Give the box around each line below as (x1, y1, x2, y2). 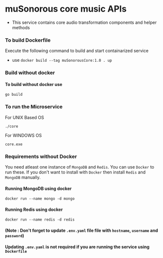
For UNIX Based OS (5, 114, 45, 120)
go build (5, 92, 23, 97)
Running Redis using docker (5, 206, 63, 212)
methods (12, 24, 30, 30)
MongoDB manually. (5, 174, 41, 180)
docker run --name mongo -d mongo (5, 196, 75, 201)
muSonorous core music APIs (5, 3, 127, 15)
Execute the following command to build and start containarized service (5, 48, 149, 54)
